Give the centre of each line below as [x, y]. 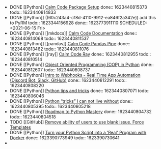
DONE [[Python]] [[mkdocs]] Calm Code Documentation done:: [73, 33]
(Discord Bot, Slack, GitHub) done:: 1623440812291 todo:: [68, 80]
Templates [20, 127]
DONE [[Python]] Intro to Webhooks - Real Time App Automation [75, 75]
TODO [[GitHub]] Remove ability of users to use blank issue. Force [77, 122]
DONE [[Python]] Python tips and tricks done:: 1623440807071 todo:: [80, 91]
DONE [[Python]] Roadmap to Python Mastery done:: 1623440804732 [81, 112]
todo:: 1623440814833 [33, 12]
